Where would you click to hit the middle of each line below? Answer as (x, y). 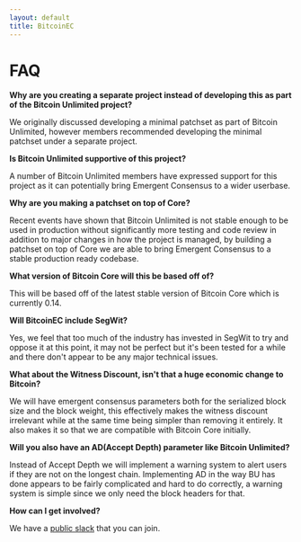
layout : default (40, 18)
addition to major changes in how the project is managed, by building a (141, 240)
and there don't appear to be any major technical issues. (114, 357)
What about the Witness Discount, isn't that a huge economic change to (146, 375)
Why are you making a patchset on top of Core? (100, 203)
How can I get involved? (55, 511)
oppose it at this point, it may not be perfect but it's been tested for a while (147, 348)
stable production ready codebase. (74, 259)
